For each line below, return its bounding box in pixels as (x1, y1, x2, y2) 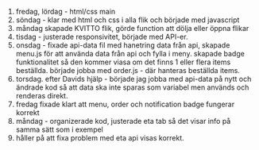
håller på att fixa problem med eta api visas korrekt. (15, 133, 184, 142)
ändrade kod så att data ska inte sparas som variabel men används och (15, 83, 249, 92)
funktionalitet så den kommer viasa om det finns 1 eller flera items (15, 57, 231, 67)
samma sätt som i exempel (15, 125, 103, 134)
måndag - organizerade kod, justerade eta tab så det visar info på (15, 117, 231, 125)
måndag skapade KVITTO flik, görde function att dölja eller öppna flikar (15, 24, 249, 33)
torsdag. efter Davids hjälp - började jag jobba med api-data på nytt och (15, 75, 252, 83)
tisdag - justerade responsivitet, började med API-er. (15, 32, 188, 41)
